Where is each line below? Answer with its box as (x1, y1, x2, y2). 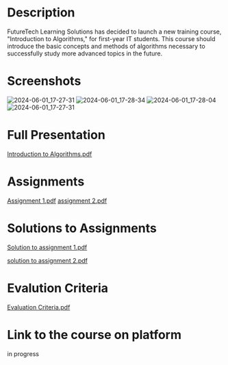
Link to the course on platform (7, 327, 181, 342)
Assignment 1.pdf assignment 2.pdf (7, 197, 107, 205)
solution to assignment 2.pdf (7, 256, 88, 264)
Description (7, 5, 75, 21)
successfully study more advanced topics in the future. (7, 49, 163, 58)
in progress (7, 349, 40, 357)
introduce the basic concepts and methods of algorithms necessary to (7, 42, 205, 50)
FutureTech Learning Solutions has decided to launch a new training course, (7, 27, 222, 36)
